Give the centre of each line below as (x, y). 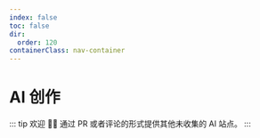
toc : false (29, 26)
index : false (33, 17)
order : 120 (37, 42)
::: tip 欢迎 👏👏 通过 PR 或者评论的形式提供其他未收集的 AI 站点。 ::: (130, 124)
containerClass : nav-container (67, 51)
